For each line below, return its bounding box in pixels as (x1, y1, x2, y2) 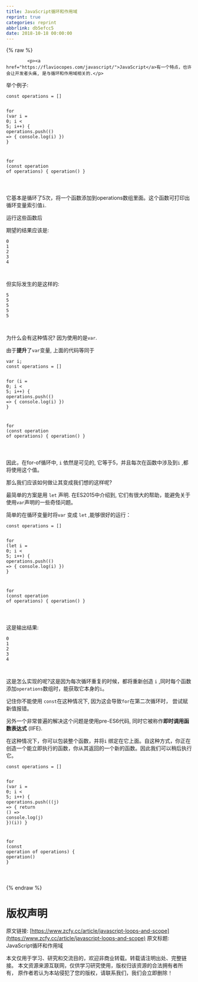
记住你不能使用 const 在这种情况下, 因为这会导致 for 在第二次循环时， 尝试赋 (6, 697, 189, 705)
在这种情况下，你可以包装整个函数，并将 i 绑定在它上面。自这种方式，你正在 (6, 737, 192, 744)
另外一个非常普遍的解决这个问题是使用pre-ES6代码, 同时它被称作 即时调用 (6, 717, 184, 725)
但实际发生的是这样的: (6, 280, 60, 287)
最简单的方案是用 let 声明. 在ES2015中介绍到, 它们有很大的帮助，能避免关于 (6, 491, 191, 498)
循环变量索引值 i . (6, 201, 47, 209)
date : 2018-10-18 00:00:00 (6, 31, 72, 37)
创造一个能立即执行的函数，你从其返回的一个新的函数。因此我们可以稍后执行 (6, 745, 192, 752)
